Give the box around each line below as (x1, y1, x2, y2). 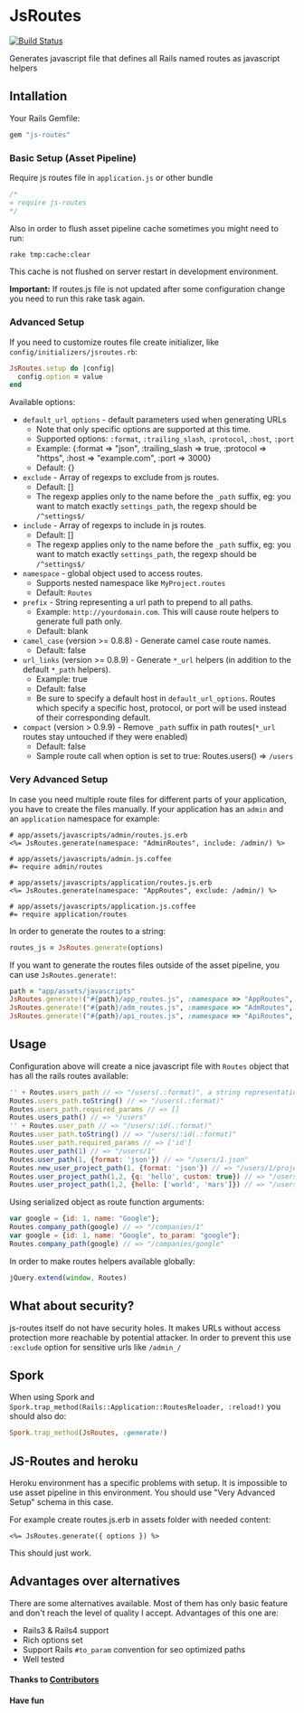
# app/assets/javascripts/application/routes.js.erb (9, 878, 213, 887)
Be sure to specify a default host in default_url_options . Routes (35, 693, 276, 704)
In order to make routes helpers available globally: (9, 1255, 196, 1266)
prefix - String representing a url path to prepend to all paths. (22, 597, 253, 608)
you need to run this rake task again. (9, 293, 146, 304)
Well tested (22, 1653, 65, 1664)
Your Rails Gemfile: (9, 112, 81, 123)
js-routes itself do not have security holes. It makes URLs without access (9, 1322, 281, 1333)
